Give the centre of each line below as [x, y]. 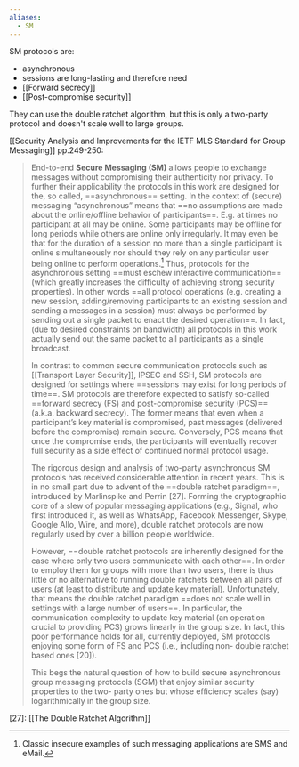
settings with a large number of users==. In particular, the [137, 608]
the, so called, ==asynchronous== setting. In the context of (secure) [157, 196]
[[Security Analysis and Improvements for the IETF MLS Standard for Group [148, 141]
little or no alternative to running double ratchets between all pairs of [157, 580]
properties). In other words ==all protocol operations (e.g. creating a [156, 292]
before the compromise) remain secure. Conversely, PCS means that [157, 432]
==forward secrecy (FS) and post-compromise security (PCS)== [149, 404]
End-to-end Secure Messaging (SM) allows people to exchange [149, 167]
